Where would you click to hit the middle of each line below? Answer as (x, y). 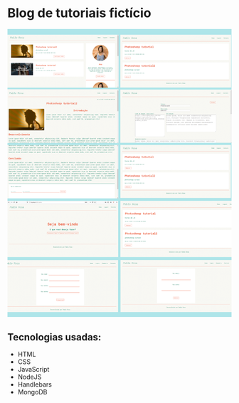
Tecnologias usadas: (54, 337)
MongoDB (32, 392)
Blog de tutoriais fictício (79, 13)
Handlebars (34, 384)
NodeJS (30, 377)
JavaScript (33, 370)
